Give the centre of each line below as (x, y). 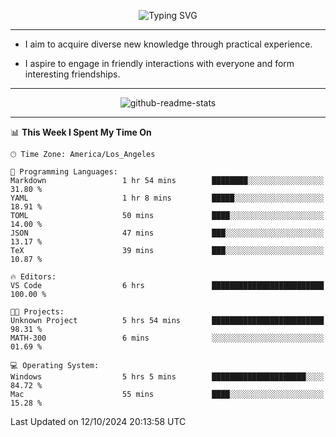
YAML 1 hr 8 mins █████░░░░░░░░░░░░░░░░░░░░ (167, 198)
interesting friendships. (72, 74)
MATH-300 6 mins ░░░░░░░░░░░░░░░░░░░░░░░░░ (167, 338)
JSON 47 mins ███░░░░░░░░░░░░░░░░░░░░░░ (167, 233)
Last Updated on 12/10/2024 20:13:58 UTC (98, 421)
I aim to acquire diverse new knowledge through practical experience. (168, 44)
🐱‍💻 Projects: (37, 312)
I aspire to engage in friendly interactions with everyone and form (159, 63)
